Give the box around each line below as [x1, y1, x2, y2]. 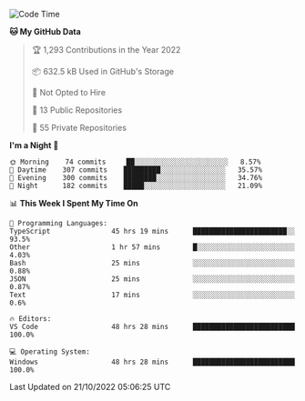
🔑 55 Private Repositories [31, 123, 127, 133]
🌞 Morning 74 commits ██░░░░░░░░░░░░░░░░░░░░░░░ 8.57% [9, 157, 261, 166]
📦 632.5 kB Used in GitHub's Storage [31, 66, 175, 76]
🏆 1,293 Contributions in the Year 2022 [31, 45, 181, 55]
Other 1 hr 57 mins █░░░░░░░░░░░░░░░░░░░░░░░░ [9, 243, 296, 252]
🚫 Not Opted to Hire [31, 87, 107, 97]
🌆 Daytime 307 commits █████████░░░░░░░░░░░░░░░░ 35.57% [9, 165, 262, 175]
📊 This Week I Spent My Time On [9, 198, 138, 208]
